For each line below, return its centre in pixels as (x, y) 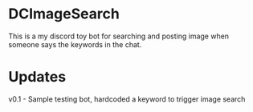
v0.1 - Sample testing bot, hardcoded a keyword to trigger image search (127, 99)
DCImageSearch (64, 14)
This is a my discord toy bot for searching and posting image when (119, 36)
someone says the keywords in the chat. (75, 44)
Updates (37, 77)
